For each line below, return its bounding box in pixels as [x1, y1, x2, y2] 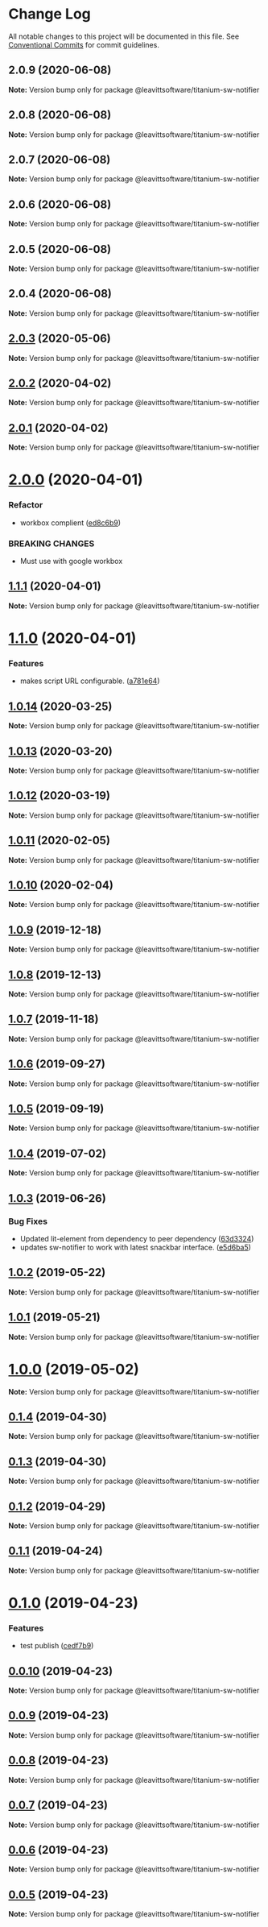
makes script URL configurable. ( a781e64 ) [19, 676, 160, 686]
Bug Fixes [8, 1216, 48, 1227]
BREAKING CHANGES [8, 537, 95, 549]
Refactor [8, 499, 43, 511]
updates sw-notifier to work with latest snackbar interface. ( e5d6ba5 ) [19, 1242, 252, 1252]
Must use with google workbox [19, 557, 123, 566]
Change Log [8, 5, 91, 23]
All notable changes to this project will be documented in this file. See [8, 31, 240, 41]
